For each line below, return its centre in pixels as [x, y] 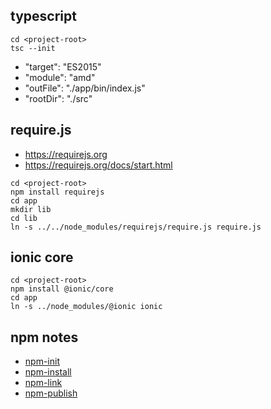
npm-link [43, 383]
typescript [43, 16]
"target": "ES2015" [63, 66]
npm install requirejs [57, 192]
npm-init [42, 361]
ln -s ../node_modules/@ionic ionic [86, 307]
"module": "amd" [60, 77]
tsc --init [33, 48]
